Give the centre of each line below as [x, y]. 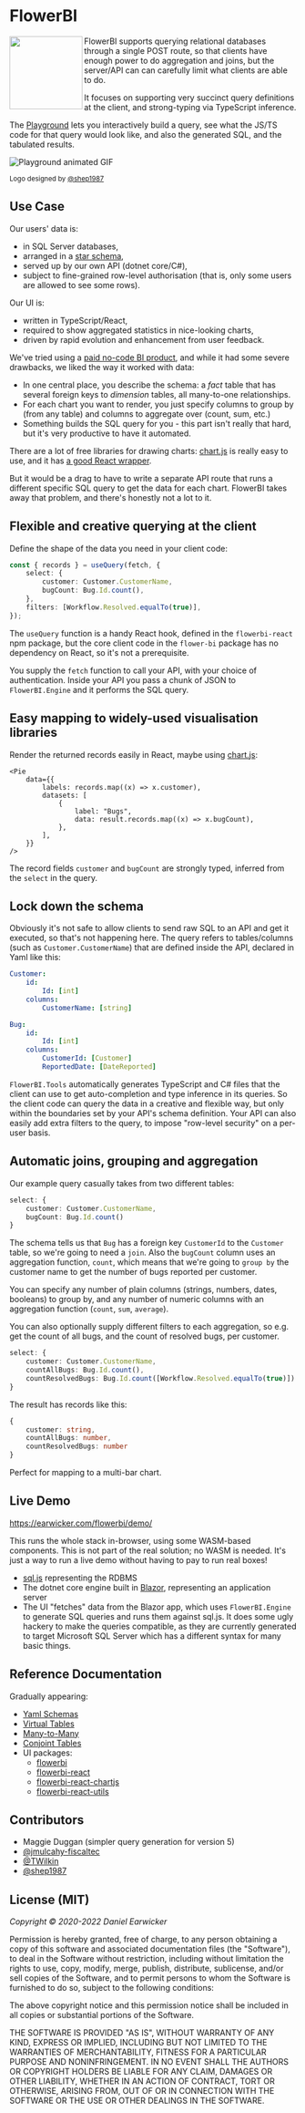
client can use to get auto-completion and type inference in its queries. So [149, 1093]
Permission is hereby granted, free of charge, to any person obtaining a [143, 1940]
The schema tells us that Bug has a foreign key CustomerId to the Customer [147, 1243]
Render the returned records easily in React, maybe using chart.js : [133, 754]
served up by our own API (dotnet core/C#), [105, 265]
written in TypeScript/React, [75, 320]
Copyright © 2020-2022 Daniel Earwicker [88, 1921]
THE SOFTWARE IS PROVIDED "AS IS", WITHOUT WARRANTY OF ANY [142, 2033]
